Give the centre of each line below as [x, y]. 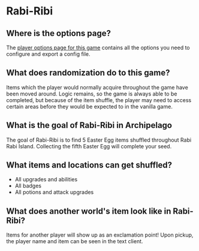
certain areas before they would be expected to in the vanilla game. [89, 106]
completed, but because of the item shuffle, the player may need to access [99, 100]
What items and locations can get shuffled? [89, 165]
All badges [28, 186]
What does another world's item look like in [89, 211]
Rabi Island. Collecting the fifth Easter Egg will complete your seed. [89, 146]
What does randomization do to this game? [88, 73]
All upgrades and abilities [46, 180]
